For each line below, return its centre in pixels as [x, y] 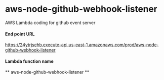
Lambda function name [29, 61]
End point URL [20, 34]
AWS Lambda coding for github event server [50, 23]
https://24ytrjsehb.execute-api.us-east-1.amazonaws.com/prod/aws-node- [82, 45]
